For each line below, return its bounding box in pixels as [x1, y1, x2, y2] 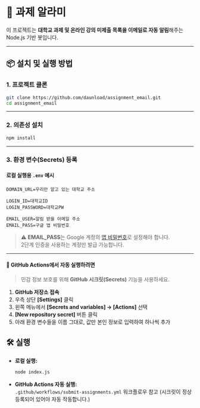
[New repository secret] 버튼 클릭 [14, 311, 98, 318]
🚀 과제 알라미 [6, 5, 67, 19]
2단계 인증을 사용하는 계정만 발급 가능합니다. [20, 241, 124, 248]
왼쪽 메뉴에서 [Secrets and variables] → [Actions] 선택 [14, 303, 148, 311]
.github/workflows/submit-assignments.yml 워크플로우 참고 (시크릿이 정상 [14, 388, 192, 395]
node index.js [14, 369, 50, 375]
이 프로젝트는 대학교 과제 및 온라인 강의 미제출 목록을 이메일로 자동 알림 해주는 [6, 26, 183, 33]
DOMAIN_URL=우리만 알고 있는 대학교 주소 [6, 186, 95, 192]
